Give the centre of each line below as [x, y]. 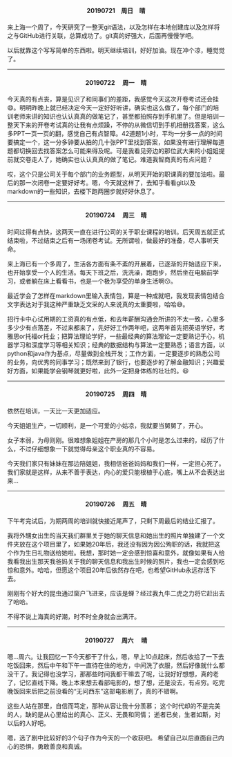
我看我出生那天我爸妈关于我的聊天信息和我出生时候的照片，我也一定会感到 [113, 562]
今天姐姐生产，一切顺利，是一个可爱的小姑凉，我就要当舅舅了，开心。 [107, 425]
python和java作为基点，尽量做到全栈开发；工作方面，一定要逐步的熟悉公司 [114, 353]
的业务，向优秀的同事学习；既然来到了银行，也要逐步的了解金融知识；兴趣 [113, 362]
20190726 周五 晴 [116, 504]
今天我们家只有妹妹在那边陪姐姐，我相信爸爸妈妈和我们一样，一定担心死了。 [116, 463]
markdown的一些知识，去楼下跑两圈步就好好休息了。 [83, 191]
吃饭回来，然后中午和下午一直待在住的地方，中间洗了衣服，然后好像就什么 [113, 665]
